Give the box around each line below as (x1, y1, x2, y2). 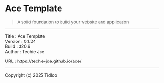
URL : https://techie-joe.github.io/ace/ (5, 58, 82, 64)
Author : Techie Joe (5, 48, 45, 54)
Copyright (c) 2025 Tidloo (5, 72, 58, 78)
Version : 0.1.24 (5, 38, 36, 44)
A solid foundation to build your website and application (17, 19, 129, 25)
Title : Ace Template (5, 33, 45, 39)
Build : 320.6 (5, 43, 31, 49)
